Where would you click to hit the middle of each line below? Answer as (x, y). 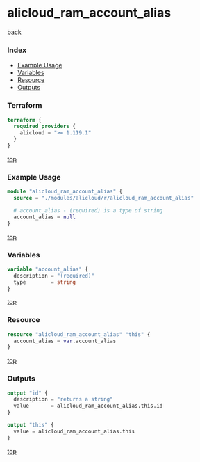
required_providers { (45, 127)
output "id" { (28, 393)
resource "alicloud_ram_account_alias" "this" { (79, 334)
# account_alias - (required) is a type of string (88, 210)
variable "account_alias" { (48, 269)
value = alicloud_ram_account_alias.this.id (88, 406)
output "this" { (31, 425)
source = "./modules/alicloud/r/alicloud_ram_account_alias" (104, 198)
